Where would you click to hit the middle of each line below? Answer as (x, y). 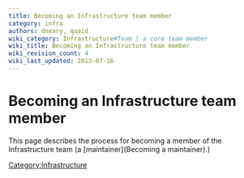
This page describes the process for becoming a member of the (116, 140)
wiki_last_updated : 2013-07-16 (61, 61)
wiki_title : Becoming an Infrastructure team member (99, 46)
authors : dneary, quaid (49, 31)
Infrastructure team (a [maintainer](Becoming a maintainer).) (109, 149)
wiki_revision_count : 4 (49, 53)
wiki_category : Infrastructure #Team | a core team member (108, 38)
